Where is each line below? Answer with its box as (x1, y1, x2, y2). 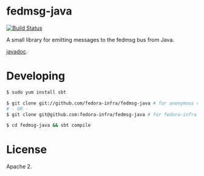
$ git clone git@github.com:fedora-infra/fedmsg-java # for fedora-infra (6, 111, 197, 118)
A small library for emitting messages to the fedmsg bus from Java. (6, 36, 175, 43)
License (6, 143, 47, 157)
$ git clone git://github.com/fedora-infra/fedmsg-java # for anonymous (6, 100, 194, 106)
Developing (6, 69, 66, 83)
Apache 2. (6, 163, 32, 171)
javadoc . (6, 47, 28, 55)
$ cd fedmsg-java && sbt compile (6, 123, 91, 129)
